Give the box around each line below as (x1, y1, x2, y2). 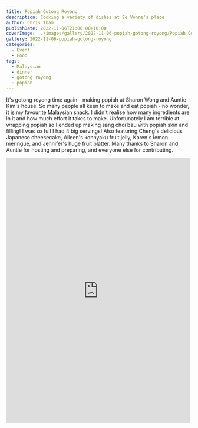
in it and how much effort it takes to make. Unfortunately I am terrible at (6, 115, 180, 122)
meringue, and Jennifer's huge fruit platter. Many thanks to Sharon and (6, 140, 179, 147)
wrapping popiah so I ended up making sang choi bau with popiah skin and (6, 122, 189, 128)
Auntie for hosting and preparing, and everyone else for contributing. (6, 146, 174, 153)
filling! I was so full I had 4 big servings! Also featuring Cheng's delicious (6, 128, 183, 135)
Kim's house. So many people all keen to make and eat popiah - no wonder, (6, 103, 190, 109)
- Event (11, 47, 31, 53)
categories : (6, 42, 35, 48)
